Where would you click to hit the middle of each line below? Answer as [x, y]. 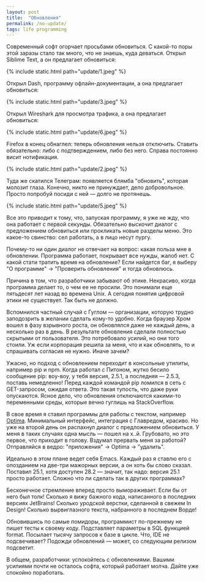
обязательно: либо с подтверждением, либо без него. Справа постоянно [102, 150]
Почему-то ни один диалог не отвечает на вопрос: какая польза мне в [99, 249]
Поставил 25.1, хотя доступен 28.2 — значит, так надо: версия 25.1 [93, 472]
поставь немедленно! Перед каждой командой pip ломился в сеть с [96, 383]
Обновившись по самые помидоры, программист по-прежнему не [94, 522]
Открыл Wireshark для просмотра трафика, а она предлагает [86, 114]
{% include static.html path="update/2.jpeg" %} [67, 169]
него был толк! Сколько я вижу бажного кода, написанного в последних [101, 497]
